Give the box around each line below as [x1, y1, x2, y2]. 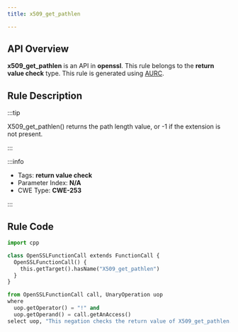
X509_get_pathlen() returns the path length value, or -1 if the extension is [7, 122, 221, 131]
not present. [7, 130, 43, 138]
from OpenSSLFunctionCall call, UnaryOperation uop [7, 292, 163, 299]
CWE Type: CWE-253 [17, 186, 82, 195]
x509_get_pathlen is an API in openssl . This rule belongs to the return [7, 62, 215, 70]
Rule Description [7, 89, 83, 101]
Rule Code [7, 221, 55, 233]
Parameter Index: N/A [17, 179, 81, 187]
